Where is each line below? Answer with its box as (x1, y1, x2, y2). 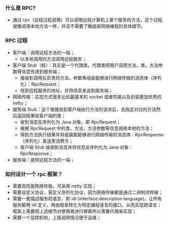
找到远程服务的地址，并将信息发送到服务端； (20, 87, 114, 93)
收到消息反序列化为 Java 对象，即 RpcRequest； (20, 119, 121, 125)
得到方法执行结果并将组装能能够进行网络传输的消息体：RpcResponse (20, 131, 164, 137)
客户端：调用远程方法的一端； (12, 49, 75, 55)
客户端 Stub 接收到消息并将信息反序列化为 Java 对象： (20, 144, 134, 150)
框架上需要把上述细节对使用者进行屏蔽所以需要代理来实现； (12, 208, 137, 214)
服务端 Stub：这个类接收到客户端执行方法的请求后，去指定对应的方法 (12, 106, 156, 112)
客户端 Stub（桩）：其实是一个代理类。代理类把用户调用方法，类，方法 (12, 62, 159, 68)
